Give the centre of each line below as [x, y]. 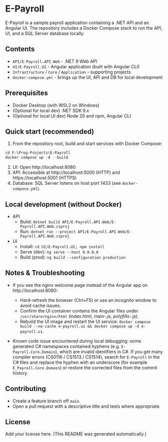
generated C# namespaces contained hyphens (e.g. [66, 346]
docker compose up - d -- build [37, 158]
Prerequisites [27, 93]
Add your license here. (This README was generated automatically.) [76, 434]
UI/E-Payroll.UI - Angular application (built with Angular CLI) [76, 66]
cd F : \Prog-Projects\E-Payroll [38, 153]
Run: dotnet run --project [48, 231]
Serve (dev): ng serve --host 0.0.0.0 [59, 252]
